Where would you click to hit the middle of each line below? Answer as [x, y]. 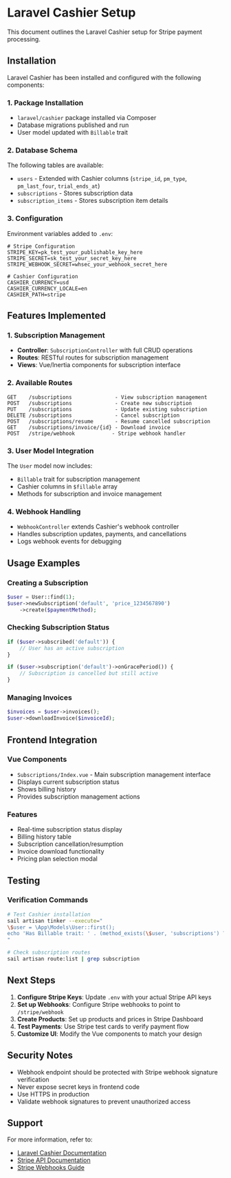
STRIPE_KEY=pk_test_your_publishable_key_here [75, 252]
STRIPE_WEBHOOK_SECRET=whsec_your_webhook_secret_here [87, 264]
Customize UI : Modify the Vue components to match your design [109, 1034]
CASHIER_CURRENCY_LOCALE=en [47, 288]
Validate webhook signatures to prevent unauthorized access [104, 1101]
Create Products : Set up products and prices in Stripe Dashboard [110, 1019]
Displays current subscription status [68, 782]
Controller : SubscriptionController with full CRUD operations [105, 351]
